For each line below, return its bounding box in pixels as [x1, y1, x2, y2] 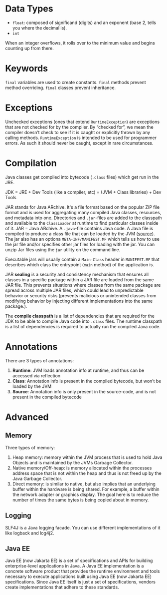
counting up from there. [5, 45, 54, 51]
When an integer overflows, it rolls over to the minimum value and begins [5, 40, 156, 46]
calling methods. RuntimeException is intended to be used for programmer [5, 135, 157, 141]
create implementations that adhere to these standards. [5, 584, 119, 590]
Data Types [5, 3, 53, 15]
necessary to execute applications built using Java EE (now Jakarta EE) [5, 573, 152, 579]
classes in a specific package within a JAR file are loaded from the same [5, 276, 154, 283]
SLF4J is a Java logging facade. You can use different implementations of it [5, 524, 161, 530]
